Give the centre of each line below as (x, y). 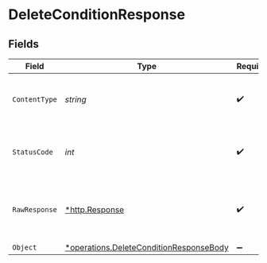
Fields (24, 44)
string (76, 99)
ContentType (35, 100)
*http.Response (95, 210)
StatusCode (33, 152)
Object (25, 248)
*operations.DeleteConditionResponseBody (147, 248)
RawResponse (35, 209)
